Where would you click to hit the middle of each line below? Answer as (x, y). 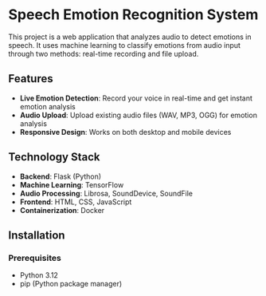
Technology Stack (54, 157)
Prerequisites (35, 258)
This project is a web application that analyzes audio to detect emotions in (130, 37)
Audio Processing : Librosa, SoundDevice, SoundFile (106, 193)
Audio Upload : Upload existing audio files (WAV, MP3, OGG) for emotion (138, 115)
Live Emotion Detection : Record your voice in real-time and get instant (136, 98)
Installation (37, 235)
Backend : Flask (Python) (61, 176)
